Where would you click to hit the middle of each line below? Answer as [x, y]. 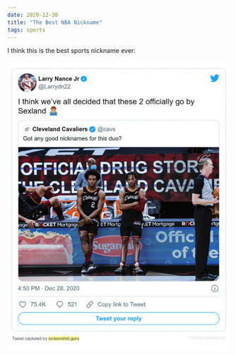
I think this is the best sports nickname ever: [72, 51]
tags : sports [26, 30]
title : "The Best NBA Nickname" [55, 22]
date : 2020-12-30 [33, 15]
